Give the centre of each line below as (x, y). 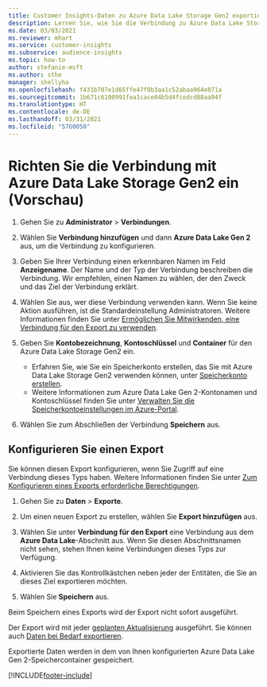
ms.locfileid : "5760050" (49, 127)
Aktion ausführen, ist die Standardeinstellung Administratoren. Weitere (135, 310)
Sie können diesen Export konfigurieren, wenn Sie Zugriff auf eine (116, 468)
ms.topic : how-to (37, 61)
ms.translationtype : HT (48, 104)
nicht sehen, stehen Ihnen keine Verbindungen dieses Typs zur (123, 548)
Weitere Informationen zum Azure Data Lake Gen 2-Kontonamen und (144, 392)
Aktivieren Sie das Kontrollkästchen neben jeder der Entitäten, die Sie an (138, 572)
